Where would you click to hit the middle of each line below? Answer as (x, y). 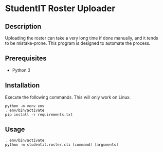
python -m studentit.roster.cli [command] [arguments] (62, 145)
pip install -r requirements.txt (39, 115)
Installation (22, 85)
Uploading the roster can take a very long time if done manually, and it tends (81, 38)
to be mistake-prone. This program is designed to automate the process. (78, 43)
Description (23, 26)
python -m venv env (25, 106)
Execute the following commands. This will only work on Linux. (68, 97)
